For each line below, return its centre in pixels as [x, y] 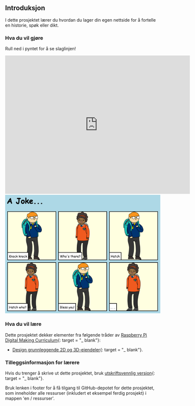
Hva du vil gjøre [24, 38]
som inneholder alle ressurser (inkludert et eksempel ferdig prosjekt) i [76, 393]
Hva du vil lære [23, 324]
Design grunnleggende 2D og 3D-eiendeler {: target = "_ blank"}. [78, 349]
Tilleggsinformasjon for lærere [42, 362]
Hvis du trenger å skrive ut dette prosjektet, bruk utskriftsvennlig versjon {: [80, 373]
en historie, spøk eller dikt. [32, 25]
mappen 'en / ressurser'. [30, 399]
